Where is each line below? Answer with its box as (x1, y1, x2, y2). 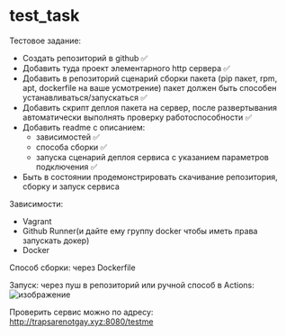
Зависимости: (9, 198, 64, 209)
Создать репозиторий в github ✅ (22, 52, 148, 63)
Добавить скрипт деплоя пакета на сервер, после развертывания (22, 102, 277, 113)
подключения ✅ (35, 161, 98, 172)
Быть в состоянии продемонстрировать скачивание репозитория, (22, 171, 279, 182)
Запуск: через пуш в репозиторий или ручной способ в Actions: (9, 279, 255, 290)
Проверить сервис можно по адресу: (9, 306, 154, 317)
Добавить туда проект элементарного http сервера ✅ (22, 62, 231, 73)
